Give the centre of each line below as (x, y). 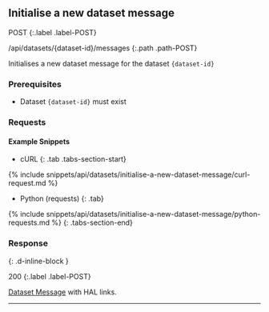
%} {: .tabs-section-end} (92, 222)
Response (28, 243)
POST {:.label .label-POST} (53, 32)
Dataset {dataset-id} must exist (73, 102)
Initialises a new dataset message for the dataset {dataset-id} (111, 63)
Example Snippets (39, 141)
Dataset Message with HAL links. (63, 292)
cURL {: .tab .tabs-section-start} (73, 159)
